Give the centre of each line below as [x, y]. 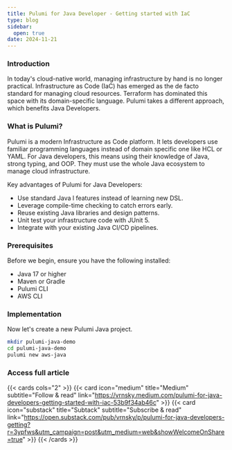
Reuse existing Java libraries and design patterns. [88, 212]
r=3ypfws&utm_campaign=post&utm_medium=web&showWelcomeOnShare [116, 432]
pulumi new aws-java [37, 355]
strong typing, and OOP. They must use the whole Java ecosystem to [106, 163]
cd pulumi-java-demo [37, 349]
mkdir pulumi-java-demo [42, 342]
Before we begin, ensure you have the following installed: [89, 260]
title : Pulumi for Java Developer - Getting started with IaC [99, 14]
